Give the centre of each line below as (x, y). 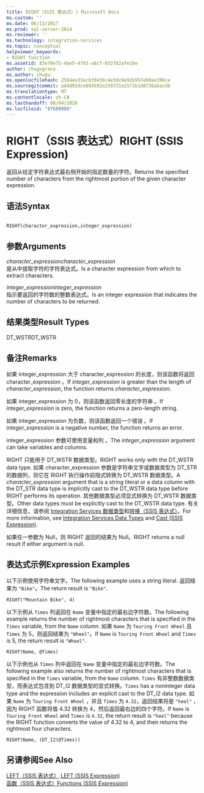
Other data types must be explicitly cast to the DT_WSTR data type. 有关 (108, 503)
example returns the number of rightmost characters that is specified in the (101, 619)
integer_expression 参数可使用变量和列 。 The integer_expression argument (101, 440)
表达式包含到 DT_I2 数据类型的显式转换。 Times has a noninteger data (109, 685)
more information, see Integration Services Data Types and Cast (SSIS (95, 518)
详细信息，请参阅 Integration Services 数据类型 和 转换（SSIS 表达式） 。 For (99, 511)
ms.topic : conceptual (34, 47)
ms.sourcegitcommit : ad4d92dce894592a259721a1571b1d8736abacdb (89, 86)
